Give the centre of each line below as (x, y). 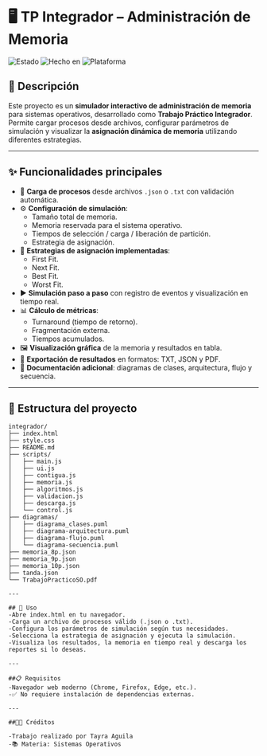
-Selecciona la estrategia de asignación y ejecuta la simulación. (122, 636)
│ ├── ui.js (32, 468)
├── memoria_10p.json (44, 566)
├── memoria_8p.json (43, 552)
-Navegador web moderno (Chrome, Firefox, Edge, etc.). (103, 687)
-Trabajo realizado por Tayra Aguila (71, 736)
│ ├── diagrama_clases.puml (58, 524)
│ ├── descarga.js (43, 503)
